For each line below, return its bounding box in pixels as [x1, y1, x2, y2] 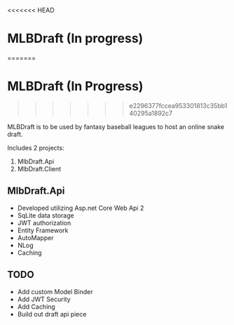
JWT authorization [17, 218, 71, 227]
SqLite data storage [17, 211, 75, 220]
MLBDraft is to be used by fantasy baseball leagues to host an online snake [7, 122, 225, 131]
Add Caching [17, 302, 56, 311]
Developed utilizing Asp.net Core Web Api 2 [17, 204, 144, 212]
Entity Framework [17, 226, 69, 234]
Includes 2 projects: [7, 143, 64, 152]
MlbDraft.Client [17, 164, 62, 173]
